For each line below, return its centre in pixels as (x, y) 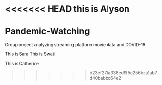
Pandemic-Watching (47, 31)
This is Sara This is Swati (30, 54)
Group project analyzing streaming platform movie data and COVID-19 (75, 45)
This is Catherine (22, 64)
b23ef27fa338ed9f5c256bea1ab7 (123, 73)
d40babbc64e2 (106, 78)
